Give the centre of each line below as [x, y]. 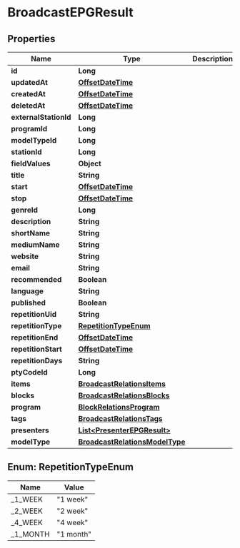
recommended [36, 279]
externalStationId [41, 117]
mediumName [35, 245]
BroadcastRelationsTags [120, 418]
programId [29, 129]
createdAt [29, 94]
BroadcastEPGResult [70, 12]
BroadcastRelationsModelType [132, 442]
